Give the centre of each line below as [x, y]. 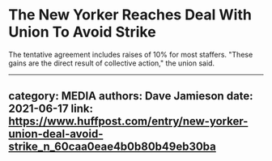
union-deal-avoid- [56, 134]
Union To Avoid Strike [82, 32]
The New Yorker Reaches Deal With [130, 15]
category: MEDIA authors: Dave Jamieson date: [131, 96]
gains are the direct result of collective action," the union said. [112, 63]
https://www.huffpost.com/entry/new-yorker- [128, 122]
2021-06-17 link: [51, 109]
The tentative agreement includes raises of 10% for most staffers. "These [131, 54]
